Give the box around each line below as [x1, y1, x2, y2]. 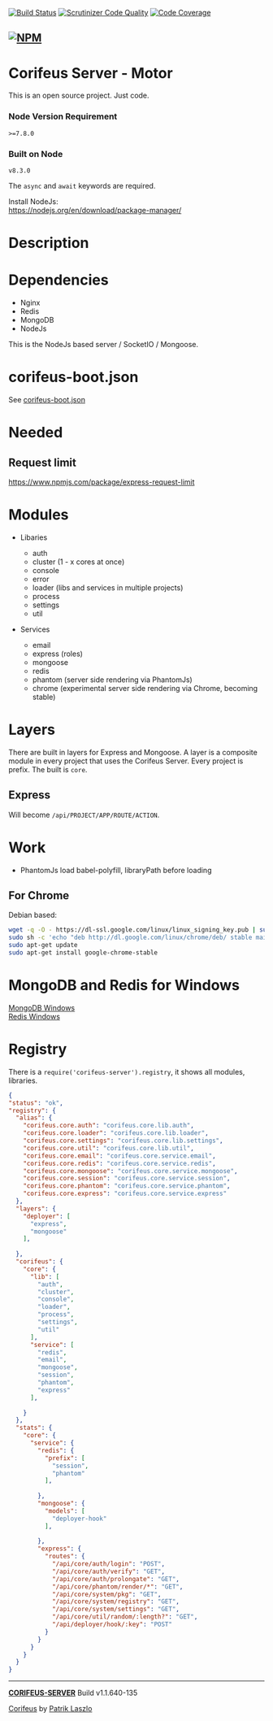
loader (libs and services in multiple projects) [32, 582, 184, 593]
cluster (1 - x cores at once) [32, 557, 125, 567]
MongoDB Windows [8, 1002, 76, 1012]
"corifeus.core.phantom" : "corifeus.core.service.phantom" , [23, 1182, 231, 1190]
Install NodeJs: [8, 196, 58, 206]
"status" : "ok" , [8, 1098, 63, 1107]
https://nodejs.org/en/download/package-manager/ [8, 205, 182, 215]
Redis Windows [8, 1011, 61, 1021]
